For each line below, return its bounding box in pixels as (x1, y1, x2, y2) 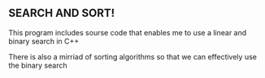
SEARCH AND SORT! (8, 6, 115, 20)
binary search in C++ (8, 36, 80, 46)
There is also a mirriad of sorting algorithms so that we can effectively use (8, 51, 258, 61)
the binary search (8, 60, 67, 70)
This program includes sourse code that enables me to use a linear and (8, 27, 247, 37)
